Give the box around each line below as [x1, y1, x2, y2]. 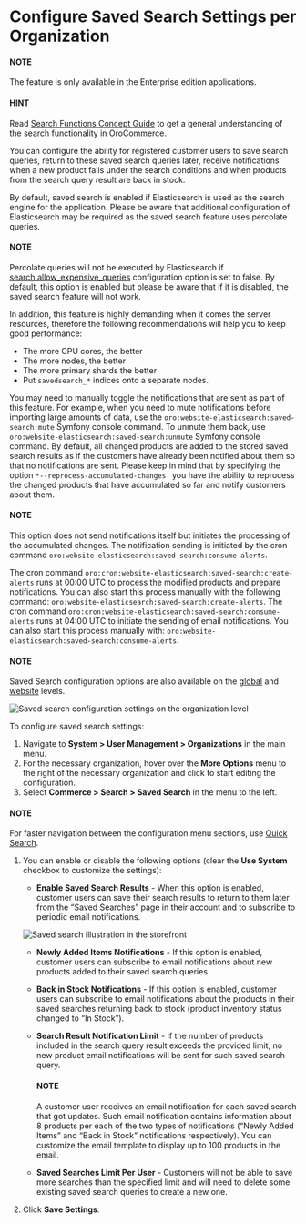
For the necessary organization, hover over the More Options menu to [22, 758, 287, 769]
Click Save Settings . [22, 1204, 100, 1215]
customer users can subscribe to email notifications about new [36, 956, 273, 967]
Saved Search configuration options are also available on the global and [9, 676, 280, 687]
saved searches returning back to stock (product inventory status [36, 1004, 282, 1015]
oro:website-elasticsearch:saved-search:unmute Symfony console [9, 431, 261, 442]
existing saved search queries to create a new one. [36, 1186, 228, 1197]
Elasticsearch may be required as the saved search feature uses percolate [9, 211, 288, 222]
